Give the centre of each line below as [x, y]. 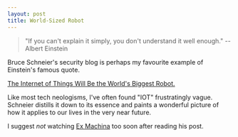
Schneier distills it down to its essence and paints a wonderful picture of [113, 104]
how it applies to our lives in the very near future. [79, 112]
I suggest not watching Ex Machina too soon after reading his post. [106, 126]
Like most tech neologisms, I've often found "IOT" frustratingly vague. [110, 97]
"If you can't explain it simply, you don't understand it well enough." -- [128, 40]
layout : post [27, 14]
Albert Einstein [46, 48]
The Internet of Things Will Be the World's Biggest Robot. [92, 83]
